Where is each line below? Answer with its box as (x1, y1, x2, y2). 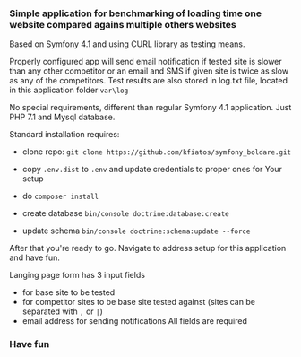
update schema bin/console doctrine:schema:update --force (21, 225, 251, 236)
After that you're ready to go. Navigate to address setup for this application (9, 243, 287, 254)
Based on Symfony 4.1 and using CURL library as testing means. (9, 39, 245, 49)
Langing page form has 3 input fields (9, 270, 146, 281)
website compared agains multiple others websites (9, 18, 236, 30)
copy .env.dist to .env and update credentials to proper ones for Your (21, 164, 282, 175)
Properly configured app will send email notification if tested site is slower (9, 57, 282, 67)
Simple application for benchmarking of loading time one (9, 7, 262, 20)
